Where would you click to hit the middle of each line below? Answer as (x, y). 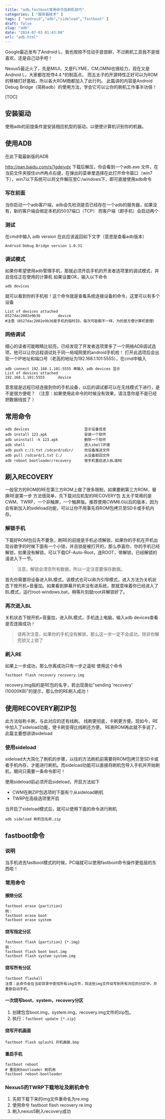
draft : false (18, 23)
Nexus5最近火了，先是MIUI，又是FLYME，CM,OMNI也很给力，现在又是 (77, 68)
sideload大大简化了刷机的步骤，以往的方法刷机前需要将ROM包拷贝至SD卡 (80, 759)
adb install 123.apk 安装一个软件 (56, 434)
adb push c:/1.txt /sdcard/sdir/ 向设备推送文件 (57, 450)
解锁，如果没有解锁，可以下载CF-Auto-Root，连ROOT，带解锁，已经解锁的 (81, 552)
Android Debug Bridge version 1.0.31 (44, 246)
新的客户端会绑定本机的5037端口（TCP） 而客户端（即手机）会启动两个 (86, 211)
